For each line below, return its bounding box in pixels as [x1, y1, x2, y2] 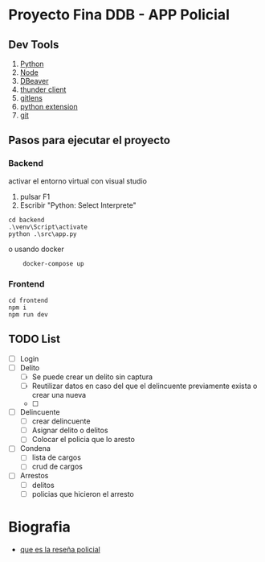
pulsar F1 [19, 192, 51, 201]
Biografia [8, 518, 71, 536]
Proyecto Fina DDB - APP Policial [8, 6, 230, 24]
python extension [19, 102, 78, 111]
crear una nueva [31, 391, 87, 400]
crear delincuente [31, 416, 91, 426]
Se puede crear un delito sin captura [31, 372, 153, 382]
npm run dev [8, 310, 48, 319]
